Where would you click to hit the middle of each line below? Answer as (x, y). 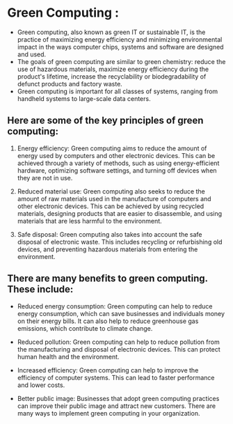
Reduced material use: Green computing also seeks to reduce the (111, 191)
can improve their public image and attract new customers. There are (116, 406)
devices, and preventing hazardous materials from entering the (107, 249)
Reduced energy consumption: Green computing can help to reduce (115, 306)
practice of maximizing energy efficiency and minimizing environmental (120, 39)
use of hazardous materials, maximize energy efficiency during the (113, 69)
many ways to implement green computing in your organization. (109, 413)
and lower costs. (41, 385)
